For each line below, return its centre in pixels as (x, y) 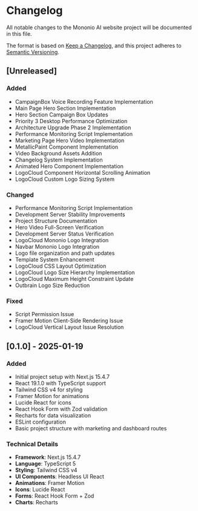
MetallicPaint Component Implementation (67, 147)
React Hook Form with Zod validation (61, 409)
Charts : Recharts (37, 503)
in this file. (19, 33)
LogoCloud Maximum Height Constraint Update (74, 279)
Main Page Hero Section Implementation (65, 108)
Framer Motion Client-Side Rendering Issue (69, 321)
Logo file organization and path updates (65, 253)
